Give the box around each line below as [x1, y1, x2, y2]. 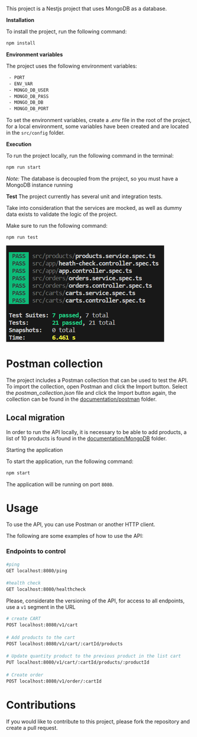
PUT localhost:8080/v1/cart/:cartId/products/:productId [6, 659, 150, 666]
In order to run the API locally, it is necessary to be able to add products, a [6, 428, 187, 435]
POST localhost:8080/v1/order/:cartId [6, 678, 102, 684]
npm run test [6, 234, 38, 240]
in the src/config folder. [6, 129, 65, 136]
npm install [6, 40, 35, 46]
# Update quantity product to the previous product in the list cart [6, 653, 182, 659]
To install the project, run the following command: [6, 28, 127, 35]
